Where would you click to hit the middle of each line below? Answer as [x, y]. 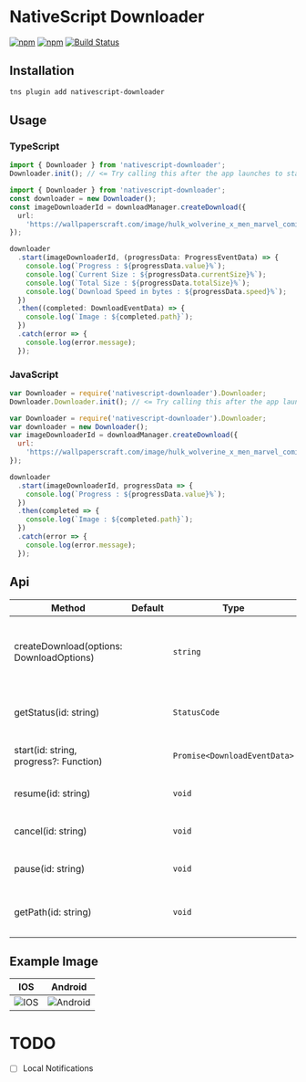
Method [68, 607]
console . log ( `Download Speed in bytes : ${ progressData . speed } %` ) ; [156, 291]
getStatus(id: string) [57, 712]
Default [148, 607]
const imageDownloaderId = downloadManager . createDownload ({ [128, 207]
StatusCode [196, 712]
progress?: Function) [58, 762]
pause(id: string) [49, 868]
